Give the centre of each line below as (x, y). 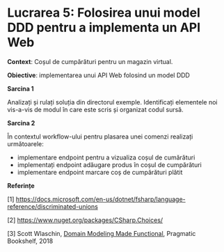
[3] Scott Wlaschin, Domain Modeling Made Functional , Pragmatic (102, 233)
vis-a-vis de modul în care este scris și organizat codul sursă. (95, 109)
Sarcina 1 (21, 88)
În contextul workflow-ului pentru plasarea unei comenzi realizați (100, 136)
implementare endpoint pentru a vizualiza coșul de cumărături (106, 157)
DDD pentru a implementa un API (104, 27)
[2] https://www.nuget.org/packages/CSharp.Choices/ (85, 220)
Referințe (21, 185)
